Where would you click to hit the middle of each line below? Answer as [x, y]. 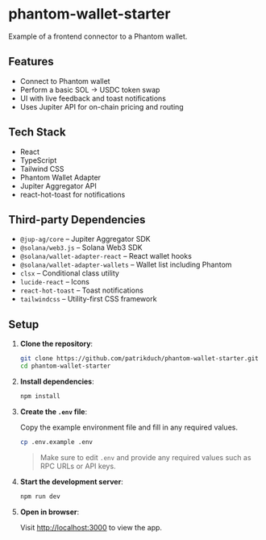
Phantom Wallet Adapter [60, 177]
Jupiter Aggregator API [58, 185]
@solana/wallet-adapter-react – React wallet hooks [106, 256]
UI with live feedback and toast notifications [93, 98]
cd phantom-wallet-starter [65, 366]
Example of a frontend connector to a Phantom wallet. [98, 36]
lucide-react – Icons [55, 282]
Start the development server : [71, 481]
